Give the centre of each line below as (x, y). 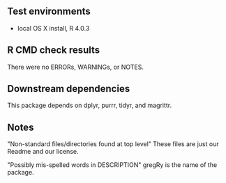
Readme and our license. (43, 152)
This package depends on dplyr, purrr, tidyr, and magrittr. (90, 105)
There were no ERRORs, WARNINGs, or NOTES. (76, 67)
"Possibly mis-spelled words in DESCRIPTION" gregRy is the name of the (112, 165)
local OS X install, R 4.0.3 (53, 28)
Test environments (49, 11)
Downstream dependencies (69, 89)
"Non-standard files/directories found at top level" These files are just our (113, 144)
